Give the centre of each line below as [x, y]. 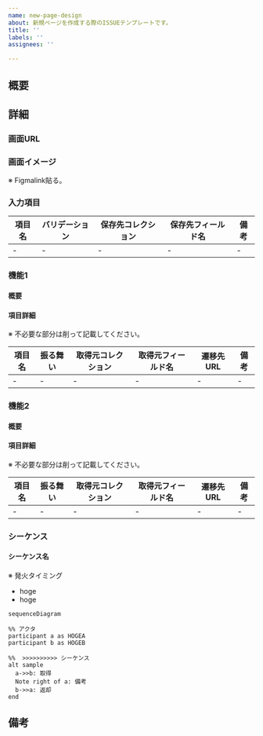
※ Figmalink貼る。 [37, 181]
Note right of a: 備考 [51, 681]
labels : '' [26, 37]
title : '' [24, 30]
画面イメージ [32, 162]
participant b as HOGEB [47, 643]
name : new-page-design [45, 15]
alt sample [26, 665]
